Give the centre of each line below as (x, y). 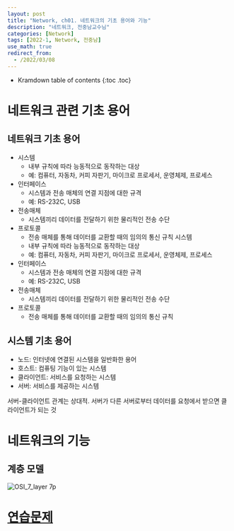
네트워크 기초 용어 (44, 139)
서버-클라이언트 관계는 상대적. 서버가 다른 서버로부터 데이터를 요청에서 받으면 (113, 401)
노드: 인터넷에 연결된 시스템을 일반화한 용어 (77, 359)
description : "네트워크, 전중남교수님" (59, 27)
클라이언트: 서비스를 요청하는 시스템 (67, 377)
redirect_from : (30, 54)
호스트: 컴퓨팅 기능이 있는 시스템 (62, 368)
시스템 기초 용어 (40, 341)
